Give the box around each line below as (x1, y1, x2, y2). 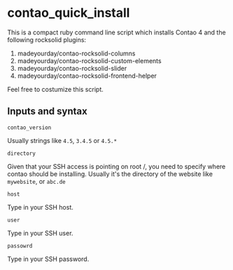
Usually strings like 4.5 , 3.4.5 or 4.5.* (7, 136, 118, 144)
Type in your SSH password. (7, 255, 90, 263)
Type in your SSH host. (7, 203, 73, 211)
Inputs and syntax (7, 105, 87, 117)
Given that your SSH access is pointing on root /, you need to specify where (7, 162, 226, 170)
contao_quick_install (7, 5, 130, 21)
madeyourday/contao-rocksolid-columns (17, 49, 136, 58)
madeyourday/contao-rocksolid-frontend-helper (17, 72, 157, 80)
